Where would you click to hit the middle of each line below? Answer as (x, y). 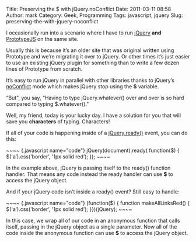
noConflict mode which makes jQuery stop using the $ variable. (83, 87)
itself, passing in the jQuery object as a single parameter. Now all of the (92, 227)
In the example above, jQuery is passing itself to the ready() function (88, 168)
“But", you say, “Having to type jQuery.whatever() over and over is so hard (95, 98)
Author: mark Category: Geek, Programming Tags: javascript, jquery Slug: (94, 15)
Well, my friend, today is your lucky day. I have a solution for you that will (94, 115)
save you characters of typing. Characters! (58, 122)
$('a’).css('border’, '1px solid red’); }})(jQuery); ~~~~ (69, 209)
